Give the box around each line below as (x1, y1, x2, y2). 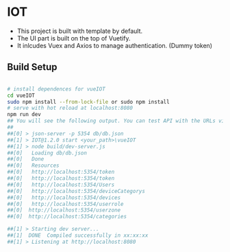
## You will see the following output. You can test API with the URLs (7, 117, 216, 124)
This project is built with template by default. (16, 27, 143, 35)
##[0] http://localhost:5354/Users (7, 181, 115, 188)
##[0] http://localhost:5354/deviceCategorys (7, 187, 146, 194)
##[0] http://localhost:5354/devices (7, 194, 121, 201)
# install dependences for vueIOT (7, 85, 106, 93)
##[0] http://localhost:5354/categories (7, 214, 127, 220)
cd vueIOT (7, 92, 36, 99)
